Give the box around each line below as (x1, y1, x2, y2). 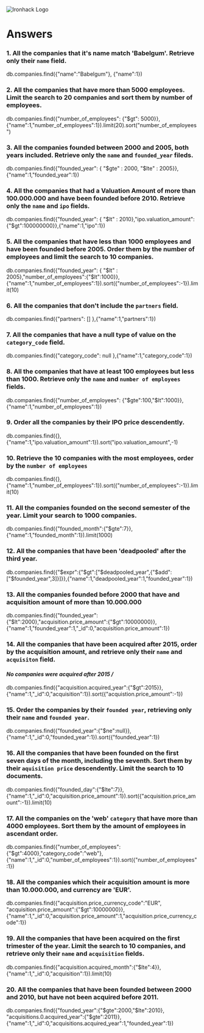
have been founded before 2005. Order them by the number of (6, 245, 195, 254)
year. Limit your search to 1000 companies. (6, 511, 137, 520)
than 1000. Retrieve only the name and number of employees (6, 375, 181, 383)
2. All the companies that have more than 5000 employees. (6, 86, 185, 94)
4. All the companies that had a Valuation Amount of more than (6, 186, 196, 195)
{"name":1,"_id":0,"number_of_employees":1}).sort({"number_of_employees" (6, 856, 197, 864)
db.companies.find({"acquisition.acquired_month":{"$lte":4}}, (6, 963, 161, 971)
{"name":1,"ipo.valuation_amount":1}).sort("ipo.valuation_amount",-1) (6, 438, 178, 446)
